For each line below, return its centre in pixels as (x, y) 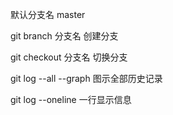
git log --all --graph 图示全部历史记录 (86, 78)
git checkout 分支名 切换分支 (69, 57)
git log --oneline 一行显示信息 (71, 99)
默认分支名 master (48, 14)
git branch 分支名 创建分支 (64, 36)
